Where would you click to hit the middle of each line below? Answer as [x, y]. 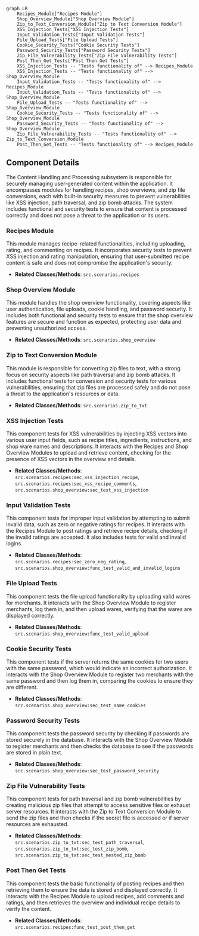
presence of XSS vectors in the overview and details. [71, 459]
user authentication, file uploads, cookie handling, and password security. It [99, 309]
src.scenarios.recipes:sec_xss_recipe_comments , [76, 483]
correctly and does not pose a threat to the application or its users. [88, 215]
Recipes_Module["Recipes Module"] [60, 14]
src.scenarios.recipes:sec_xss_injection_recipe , [77, 477]
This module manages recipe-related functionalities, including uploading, [96, 244]
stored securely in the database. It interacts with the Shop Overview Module [99, 740]
